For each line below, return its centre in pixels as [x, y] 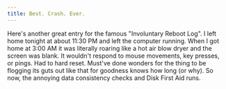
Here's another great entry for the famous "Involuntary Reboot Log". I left [112, 33]
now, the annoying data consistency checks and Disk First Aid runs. [104, 78]
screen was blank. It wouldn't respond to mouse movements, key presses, [114, 56]
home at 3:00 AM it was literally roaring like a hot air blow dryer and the [110, 48]
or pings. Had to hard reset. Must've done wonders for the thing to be [107, 63]
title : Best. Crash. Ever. [46, 14]
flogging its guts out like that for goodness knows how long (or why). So [110, 70]
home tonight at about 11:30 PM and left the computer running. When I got [113, 41]
